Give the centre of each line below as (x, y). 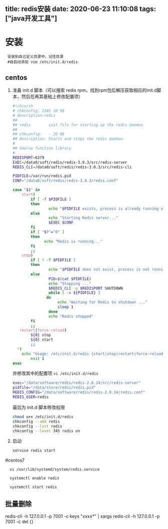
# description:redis (34, 115)
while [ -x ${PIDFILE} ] (74, 293)
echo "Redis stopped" (71, 316)
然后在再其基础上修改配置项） (52, 97)
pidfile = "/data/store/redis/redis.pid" (54, 388)
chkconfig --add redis (36, 421)
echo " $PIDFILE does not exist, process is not (99, 270)
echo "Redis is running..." (73, 241)
